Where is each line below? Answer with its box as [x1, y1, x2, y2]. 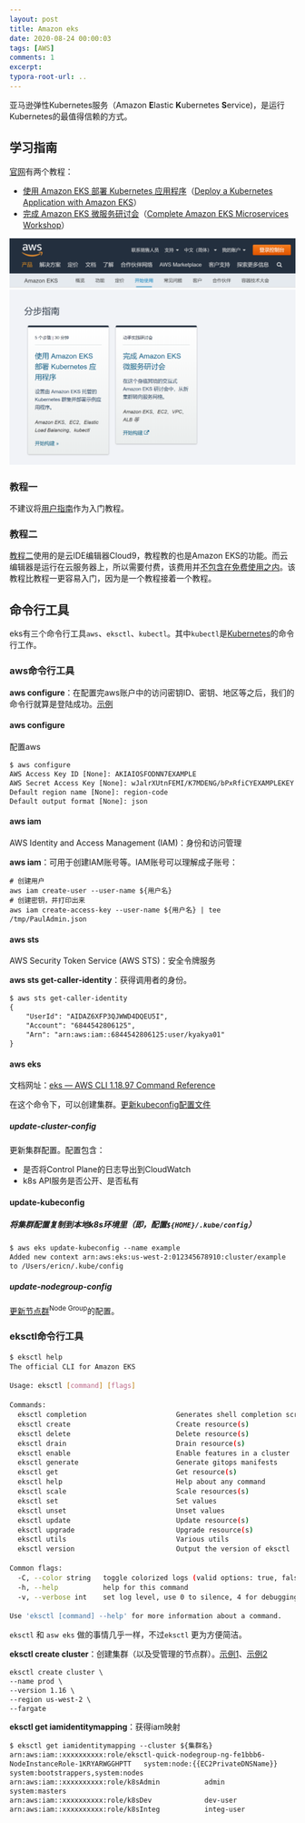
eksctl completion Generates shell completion [17, 1411, 282, 1420]
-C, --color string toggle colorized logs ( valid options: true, [17, 1573, 279, 1583]
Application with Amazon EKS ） [22, 197, 143, 208]
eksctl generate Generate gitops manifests [17, 1458, 279, 1467]
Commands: [9, 1401, 47, 1410]
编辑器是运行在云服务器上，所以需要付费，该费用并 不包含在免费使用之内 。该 [9, 562, 296, 572]
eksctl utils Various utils [17, 1534, 230, 1544]
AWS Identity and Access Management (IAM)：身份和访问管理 [9, 837, 242, 848]
